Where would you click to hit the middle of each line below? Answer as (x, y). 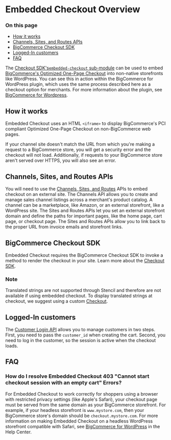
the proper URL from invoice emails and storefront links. (64, 227)
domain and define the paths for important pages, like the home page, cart (84, 216)
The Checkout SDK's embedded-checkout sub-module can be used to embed (84, 68)
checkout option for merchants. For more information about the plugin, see (84, 90)
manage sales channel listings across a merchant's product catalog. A (79, 200)
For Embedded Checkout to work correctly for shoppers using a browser (82, 394)
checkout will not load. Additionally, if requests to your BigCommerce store (84, 155)
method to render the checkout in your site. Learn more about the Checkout (85, 260)
